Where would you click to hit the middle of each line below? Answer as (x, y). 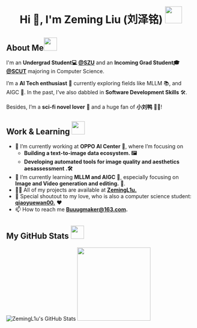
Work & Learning (38, 132)
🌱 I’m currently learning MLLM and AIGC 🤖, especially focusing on (97, 177)
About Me (25, 48)
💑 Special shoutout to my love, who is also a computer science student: (103, 196)
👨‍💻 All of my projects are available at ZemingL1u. (76, 190)
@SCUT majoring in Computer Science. (55, 71)
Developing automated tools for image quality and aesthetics (102, 162)
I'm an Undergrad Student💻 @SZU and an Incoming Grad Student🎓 (93, 62)
